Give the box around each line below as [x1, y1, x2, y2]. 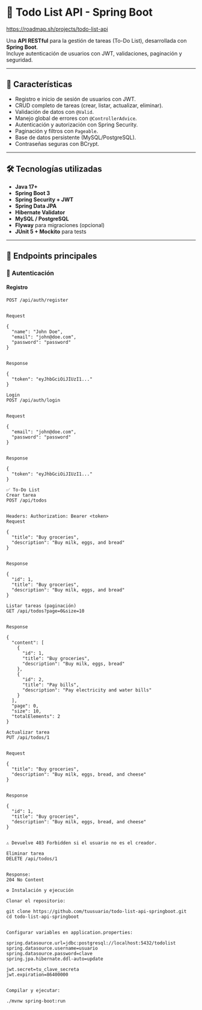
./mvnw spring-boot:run [6, 998, 66, 1005]
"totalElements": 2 [11, 714, 61, 720]
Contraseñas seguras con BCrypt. [14, 140, 99, 147]
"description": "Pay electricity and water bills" [22, 687, 152, 693]
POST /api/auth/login [6, 397, 61, 404]
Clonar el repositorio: [6, 898, 66, 904]
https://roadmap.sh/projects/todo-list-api [6, 25, 108, 33]
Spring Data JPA [14, 202, 57, 210]
